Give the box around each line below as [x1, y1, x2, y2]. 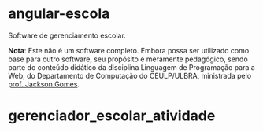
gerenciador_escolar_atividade [8, 107, 216, 125]
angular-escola [8, 5, 110, 23]
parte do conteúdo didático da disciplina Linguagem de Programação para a [8, 62, 256, 71]
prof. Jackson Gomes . [8, 79, 80, 89]
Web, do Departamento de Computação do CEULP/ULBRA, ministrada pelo [8, 71, 252, 80]
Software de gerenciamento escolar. [8, 31, 126, 40]
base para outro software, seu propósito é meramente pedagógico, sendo [8, 54, 248, 64]
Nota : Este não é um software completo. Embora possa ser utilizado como [8, 46, 250, 55]
